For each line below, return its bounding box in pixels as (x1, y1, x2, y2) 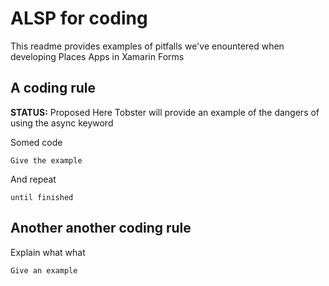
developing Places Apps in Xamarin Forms (10, 50, 185, 62)
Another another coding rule (10, 220, 192, 237)
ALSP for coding (10, 7, 148, 30)
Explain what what (10, 246, 86, 258)
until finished (10, 192, 74, 202)
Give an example (10, 265, 78, 276)
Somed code (10, 136, 63, 148)
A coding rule (10, 80, 96, 97)
